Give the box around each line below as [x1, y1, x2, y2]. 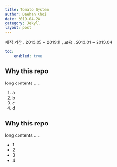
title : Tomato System [5, 7, 49, 12]
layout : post [5, 25, 32, 30]
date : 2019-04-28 [5, 16, 40, 21]
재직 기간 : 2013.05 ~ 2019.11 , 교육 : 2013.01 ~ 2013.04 [5, 40, 113, 45]
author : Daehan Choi [5, 12, 47, 17]
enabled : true [14, 54, 42, 59]
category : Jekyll [5, 21, 40, 26]
